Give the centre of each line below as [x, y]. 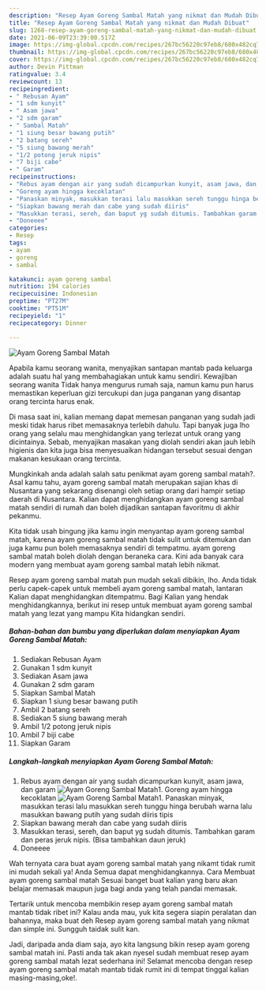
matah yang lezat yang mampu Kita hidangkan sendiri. [97, 613]
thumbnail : [27, 52]
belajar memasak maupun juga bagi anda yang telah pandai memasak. [124, 889]
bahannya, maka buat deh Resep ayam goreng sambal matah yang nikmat [129, 921]
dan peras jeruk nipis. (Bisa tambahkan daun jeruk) [103, 840]
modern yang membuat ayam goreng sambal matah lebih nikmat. [115, 564]
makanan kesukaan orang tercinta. [65, 458]
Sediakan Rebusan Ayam [61, 659]
